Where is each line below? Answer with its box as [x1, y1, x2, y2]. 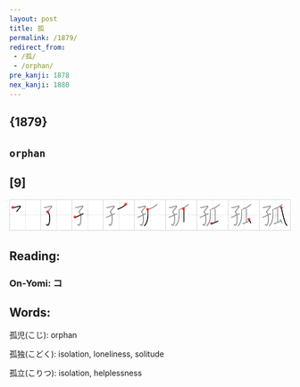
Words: [9, 305, 51, 321]
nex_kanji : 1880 [9, 80, 70, 89]
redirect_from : [9, 43, 66, 52]
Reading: [9, 248, 61, 264]
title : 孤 [9, 23, 45, 33]
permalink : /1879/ [9, 33, 78, 42]
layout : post [9, 14, 58, 23]
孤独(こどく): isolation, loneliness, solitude [9, 349, 165, 359]
